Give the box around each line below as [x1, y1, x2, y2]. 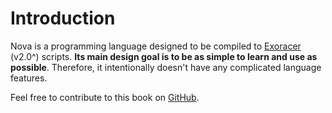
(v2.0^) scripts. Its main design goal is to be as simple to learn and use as [10, 50, 318, 62]
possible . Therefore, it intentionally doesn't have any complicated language [10, 61, 322, 73]
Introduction [10, 7, 116, 30]
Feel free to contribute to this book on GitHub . [10, 91, 200, 103]
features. [10, 72, 48, 84]
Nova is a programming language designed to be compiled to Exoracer [10, 40, 302, 52]
